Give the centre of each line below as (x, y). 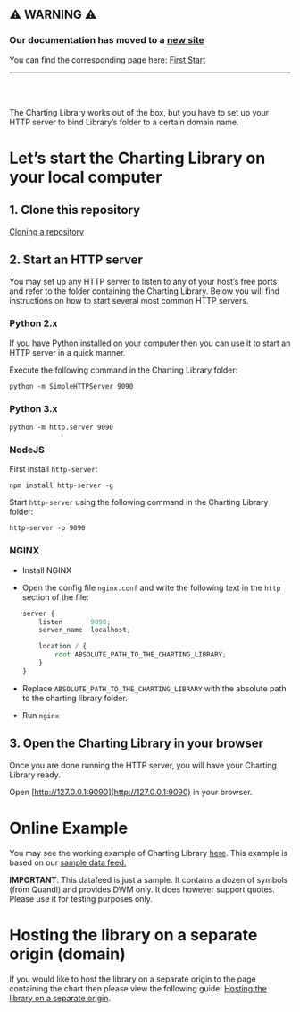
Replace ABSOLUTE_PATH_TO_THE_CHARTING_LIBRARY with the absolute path (154, 688)
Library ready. (35, 775)
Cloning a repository (47, 231)
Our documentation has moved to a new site (107, 40)
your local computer (86, 177)
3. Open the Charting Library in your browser (136, 744)
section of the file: (55, 597)
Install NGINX (47, 570)
